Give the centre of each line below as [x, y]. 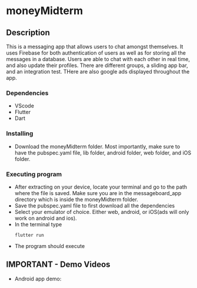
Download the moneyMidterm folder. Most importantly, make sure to [97, 146]
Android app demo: [38, 279]
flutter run [29, 235]
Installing [20, 133]
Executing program [34, 174]
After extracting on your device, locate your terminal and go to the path [101, 187]
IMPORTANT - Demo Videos [58, 265]
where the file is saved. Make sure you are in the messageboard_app [98, 193]
